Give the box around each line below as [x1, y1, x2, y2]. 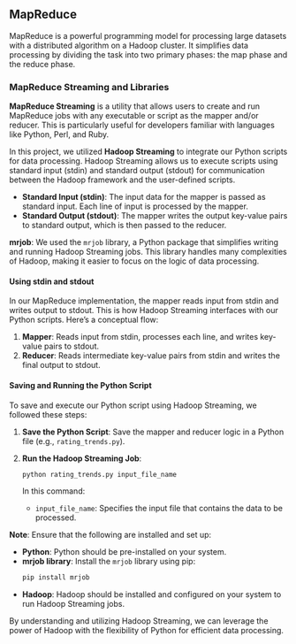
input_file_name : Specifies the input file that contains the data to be [34, 503, 283, 514]
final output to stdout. [21, 360, 101, 371]
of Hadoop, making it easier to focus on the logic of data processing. [9, 256, 260, 266]
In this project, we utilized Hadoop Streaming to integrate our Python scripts [9, 146, 288, 157]
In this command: [21, 486, 86, 496]
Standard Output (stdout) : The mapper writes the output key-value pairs [21, 211, 288, 221]
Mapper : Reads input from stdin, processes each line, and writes [21, 332, 259, 342]
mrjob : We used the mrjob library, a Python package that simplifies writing [9, 237, 279, 248]
